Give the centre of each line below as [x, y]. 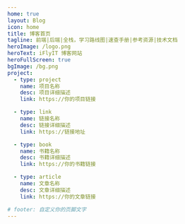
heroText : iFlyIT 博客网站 [45, 54]
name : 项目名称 [40, 86]
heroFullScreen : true [39, 60]
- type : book [33, 145]
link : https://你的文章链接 [58, 196]
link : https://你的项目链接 [58, 100]
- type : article [37, 177]
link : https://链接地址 [53, 131]
